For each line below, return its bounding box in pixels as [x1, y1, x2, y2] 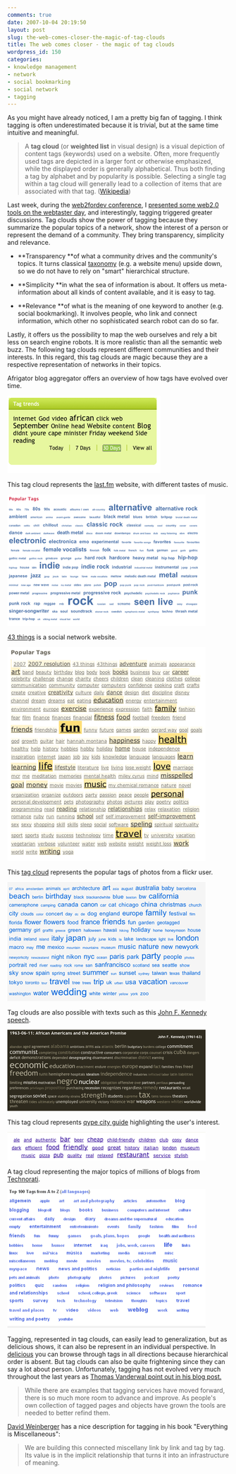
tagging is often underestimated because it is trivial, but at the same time [7, 121, 219, 130]
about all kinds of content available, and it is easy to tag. [52, 288, 216, 296]
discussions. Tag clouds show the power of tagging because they [7, 216, 199, 224]
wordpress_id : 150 [7, 49, 61, 56]
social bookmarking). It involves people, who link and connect [17, 309, 197, 318]
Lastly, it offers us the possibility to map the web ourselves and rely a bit [7, 330, 217, 339]
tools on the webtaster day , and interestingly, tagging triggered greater [7, 208, 213, 217]
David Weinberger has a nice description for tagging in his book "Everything [7, 1422, 228, 1431]
